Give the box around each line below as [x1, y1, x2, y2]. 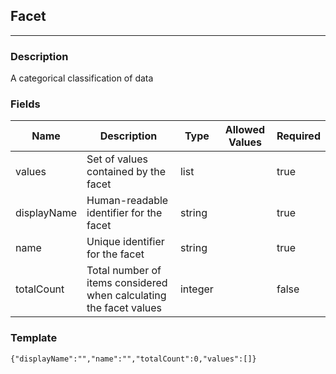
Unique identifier [86, 235, 165, 249]
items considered [86, 276, 168, 290]
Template [10, 331, 58, 345]
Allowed [224, 123, 266, 137]
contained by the [86, 165, 167, 179]
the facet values [86, 301, 162, 315]
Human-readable [86, 194, 169, 208]
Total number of [86, 264, 162, 278]
